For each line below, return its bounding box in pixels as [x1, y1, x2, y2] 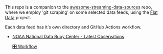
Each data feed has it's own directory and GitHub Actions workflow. [5, 24, 141, 30]
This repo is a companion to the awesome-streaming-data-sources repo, [5, 4, 153, 10]
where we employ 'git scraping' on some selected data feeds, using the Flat [5, 9, 158, 15]
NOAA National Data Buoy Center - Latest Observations [12, 34, 125, 39]
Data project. [5, 15, 31, 20]
